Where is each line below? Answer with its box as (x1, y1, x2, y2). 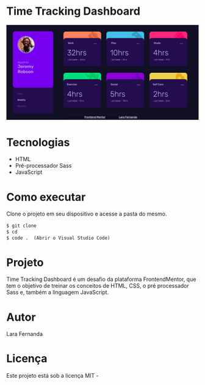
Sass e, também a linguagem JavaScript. (6, 289, 109, 296)
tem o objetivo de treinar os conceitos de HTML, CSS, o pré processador (6, 282, 189, 290)
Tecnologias (6, 135, 70, 149)
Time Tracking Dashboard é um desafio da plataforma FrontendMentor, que (6, 275, 196, 283)
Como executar (6, 190, 86, 204)
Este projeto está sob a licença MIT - (6, 372, 99, 379)
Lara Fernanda (6, 331, 43, 338)
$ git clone (6, 223, 37, 229)
